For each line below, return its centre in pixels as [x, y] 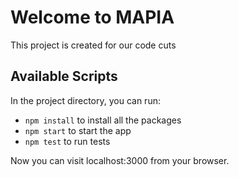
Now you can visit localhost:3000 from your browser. [120, 160]
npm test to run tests [67, 141]
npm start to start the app [78, 130]
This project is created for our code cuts [93, 45]
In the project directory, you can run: [85, 100]
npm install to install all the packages [103, 120]
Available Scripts [64, 76]
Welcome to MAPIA [92, 17]
